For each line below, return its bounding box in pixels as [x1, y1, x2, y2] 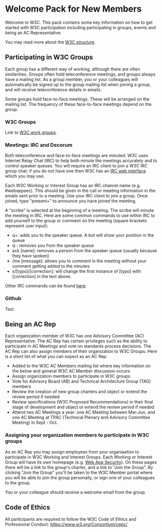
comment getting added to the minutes [12, 263, 90, 269]
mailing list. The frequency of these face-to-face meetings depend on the [5, 101, 152, 107]
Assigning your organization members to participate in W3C [5, 432, 149, 438]
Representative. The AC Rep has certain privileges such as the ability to [5, 338, 147, 344]
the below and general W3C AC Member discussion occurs [12, 368, 131, 374]
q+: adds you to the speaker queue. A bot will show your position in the [12, 232, 154, 238]
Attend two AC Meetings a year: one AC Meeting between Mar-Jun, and [12, 409, 156, 415]
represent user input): [5, 223, 48, 229]
